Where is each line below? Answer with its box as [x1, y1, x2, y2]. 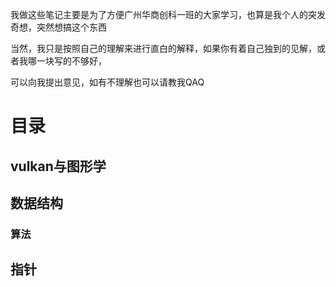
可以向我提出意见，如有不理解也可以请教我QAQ [10, 76, 205, 88]
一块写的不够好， [36, 55, 107, 67]
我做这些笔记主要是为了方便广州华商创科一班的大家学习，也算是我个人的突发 [10, 9, 326, 20]
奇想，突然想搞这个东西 [10, 21, 107, 33]
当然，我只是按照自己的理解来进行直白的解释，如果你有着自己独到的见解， [10, 43, 317, 54]
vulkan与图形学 [10, 158, 107, 175]
